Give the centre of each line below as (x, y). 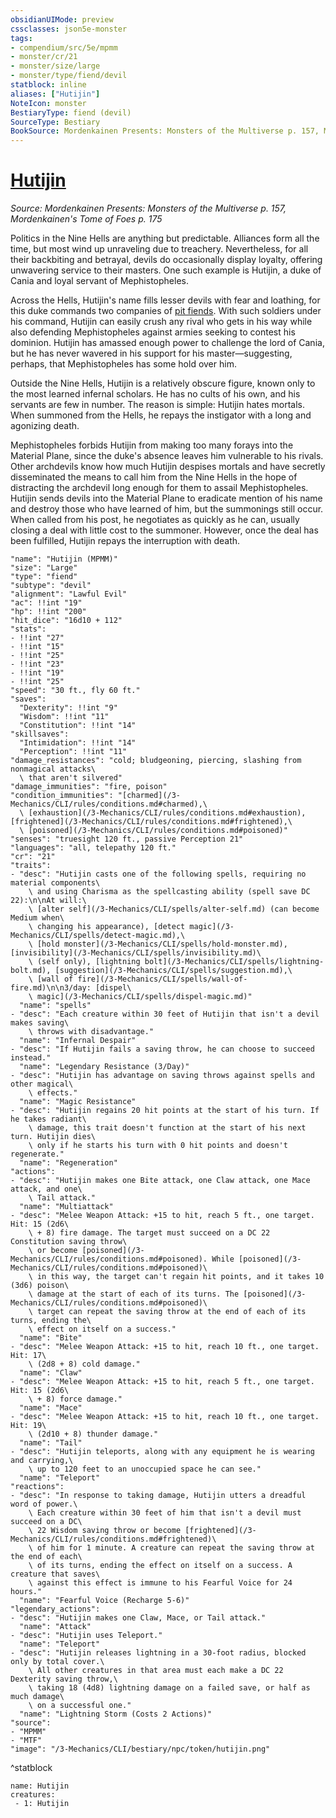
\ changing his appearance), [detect (107, 927)
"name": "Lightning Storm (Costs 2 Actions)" (116, 1714)
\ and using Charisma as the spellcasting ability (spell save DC (169, 892)
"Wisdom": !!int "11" (64, 717)
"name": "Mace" (51, 1408)
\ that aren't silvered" (71, 778)
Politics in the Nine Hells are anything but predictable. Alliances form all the (165, 238)
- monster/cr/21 (44, 57)
